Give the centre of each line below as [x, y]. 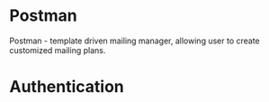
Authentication [67, 87]
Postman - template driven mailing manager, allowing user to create [135, 41]
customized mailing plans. [58, 50]
